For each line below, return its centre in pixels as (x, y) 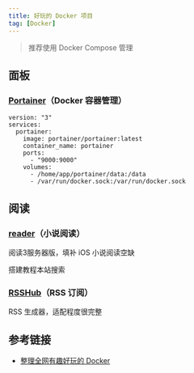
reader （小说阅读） (46, 233)
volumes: (38, 167)
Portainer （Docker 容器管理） (67, 100)
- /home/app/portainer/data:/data (88, 175)
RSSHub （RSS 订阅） (51, 292)
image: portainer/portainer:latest (83, 139)
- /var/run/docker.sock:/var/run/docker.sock (108, 182)
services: (25, 125)
